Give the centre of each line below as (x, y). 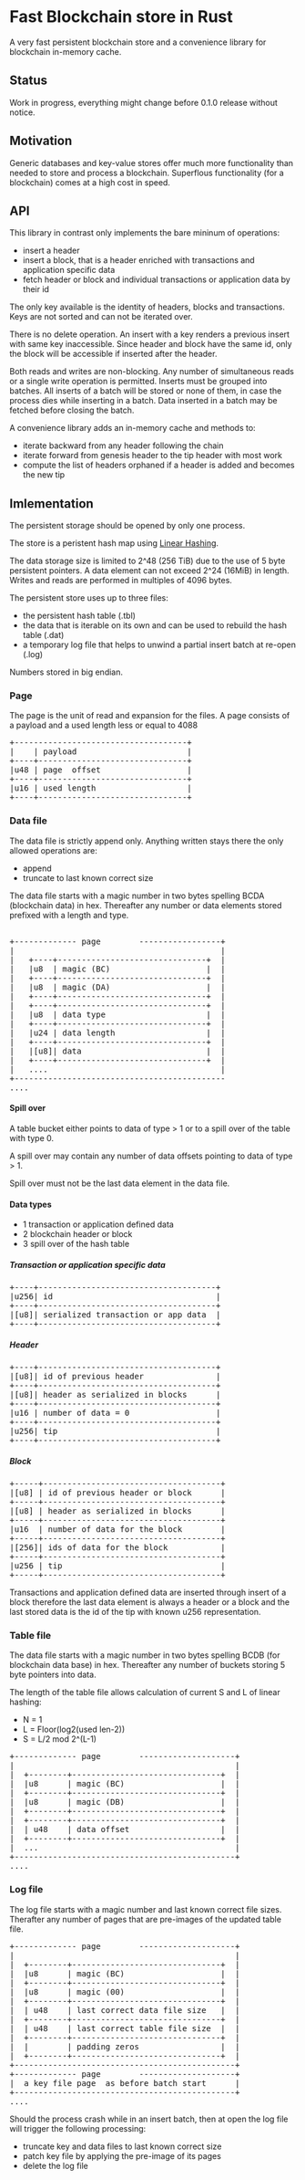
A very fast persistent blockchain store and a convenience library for (138, 42)
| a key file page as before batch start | (125, 2083)
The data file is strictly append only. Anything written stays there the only (147, 841)
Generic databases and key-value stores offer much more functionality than (152, 162)
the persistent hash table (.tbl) (79, 616)
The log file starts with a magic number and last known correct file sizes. (146, 1909)
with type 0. (32, 1137)
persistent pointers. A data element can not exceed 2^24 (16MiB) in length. (149, 571)
